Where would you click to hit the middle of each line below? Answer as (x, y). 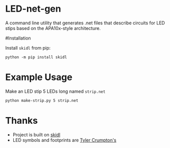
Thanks (22, 121)
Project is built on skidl (36, 134)
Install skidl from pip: (28, 48)
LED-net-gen (33, 9)
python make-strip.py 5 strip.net (42, 100)
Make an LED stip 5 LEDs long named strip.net (55, 91)
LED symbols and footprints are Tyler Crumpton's (64, 140)
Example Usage (39, 77)
